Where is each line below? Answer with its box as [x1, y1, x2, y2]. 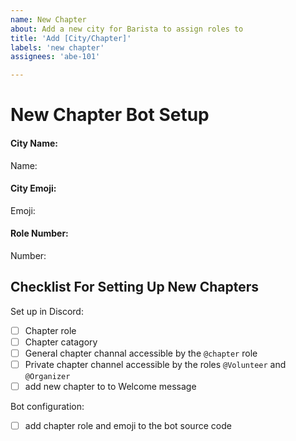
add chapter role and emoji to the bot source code [24, 420, 232, 432]
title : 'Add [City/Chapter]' [10, 33, 132, 43]
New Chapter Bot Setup [10, 104, 210, 126]
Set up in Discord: [10, 305, 84, 317]
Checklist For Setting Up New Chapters [10, 279, 259, 296]
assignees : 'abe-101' [10, 52, 101, 62]
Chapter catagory [24, 336, 98, 348]
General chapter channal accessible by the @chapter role [24, 347, 258, 359]
